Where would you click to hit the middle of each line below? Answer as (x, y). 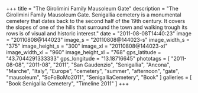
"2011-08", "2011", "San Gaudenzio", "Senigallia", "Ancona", (98, 65)
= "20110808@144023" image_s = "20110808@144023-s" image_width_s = (98, 40)
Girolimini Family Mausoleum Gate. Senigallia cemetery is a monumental (94, 15)
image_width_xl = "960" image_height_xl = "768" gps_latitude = (84, 52)
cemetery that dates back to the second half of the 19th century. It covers (96, 21)
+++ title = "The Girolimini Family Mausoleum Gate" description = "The (92, 9)
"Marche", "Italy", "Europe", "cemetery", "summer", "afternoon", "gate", (92, 71)
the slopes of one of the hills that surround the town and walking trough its (97, 27)
